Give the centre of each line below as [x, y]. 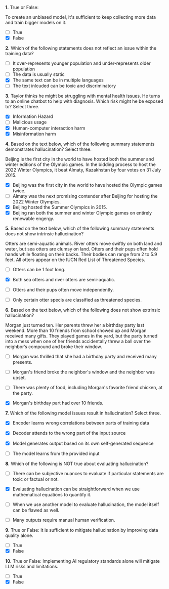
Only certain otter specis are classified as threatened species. [77, 300]
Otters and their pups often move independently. [63, 290]
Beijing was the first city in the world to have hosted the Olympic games [88, 185]
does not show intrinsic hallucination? [45, 234]
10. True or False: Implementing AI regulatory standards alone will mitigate [83, 561]
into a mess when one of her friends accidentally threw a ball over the [78, 342]
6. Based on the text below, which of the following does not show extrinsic [83, 310]
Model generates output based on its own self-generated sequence [83, 443]
